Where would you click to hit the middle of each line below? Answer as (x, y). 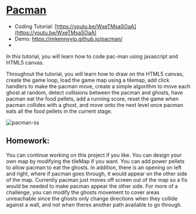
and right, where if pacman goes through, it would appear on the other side (97, 174)
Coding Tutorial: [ (35, 26)
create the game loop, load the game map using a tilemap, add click (88, 80)
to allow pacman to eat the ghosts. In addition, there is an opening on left (94, 167)
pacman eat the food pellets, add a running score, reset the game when (92, 99)
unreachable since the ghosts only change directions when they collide (92, 198)
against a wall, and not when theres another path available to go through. (94, 205)
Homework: (28, 141)
